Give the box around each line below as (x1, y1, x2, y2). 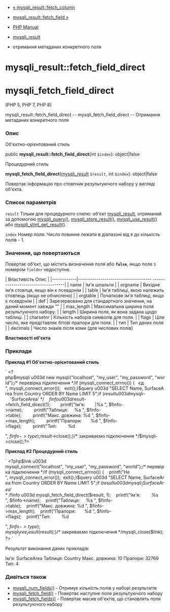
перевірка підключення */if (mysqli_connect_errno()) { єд (19, 380, 144, 386)
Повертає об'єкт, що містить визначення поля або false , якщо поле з (5, 261, 156, 267)
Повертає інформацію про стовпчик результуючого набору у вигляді (5, 181, 155, 187)
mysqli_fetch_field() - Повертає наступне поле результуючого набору (12, 591, 163, 597)
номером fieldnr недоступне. (5, 267, 71, 273)
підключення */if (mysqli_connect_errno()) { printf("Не (11, 469, 130, 475)
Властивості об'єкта (5, 335, 51, 341)
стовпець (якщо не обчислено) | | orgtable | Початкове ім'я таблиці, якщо (5, 292, 164, 299)
